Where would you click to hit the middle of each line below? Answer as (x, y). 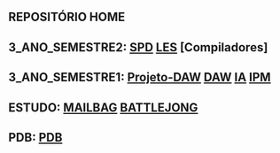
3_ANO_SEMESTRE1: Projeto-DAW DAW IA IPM (140, 77)
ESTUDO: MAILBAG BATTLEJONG (103, 107)
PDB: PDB (35, 138)
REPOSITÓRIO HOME (67, 17)
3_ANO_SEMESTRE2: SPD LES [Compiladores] (138, 47)
